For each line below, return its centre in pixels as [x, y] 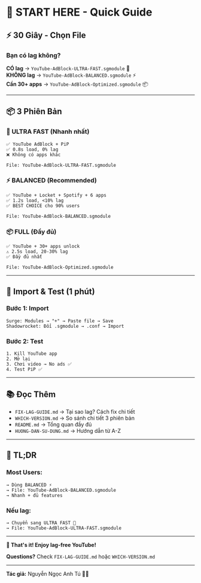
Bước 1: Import [28, 309]
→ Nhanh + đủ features [34, 495]
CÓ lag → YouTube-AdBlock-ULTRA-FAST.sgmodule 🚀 [68, 68]
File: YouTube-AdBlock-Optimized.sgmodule [60, 267]
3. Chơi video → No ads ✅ [39, 364]
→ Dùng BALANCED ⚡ [29, 485]
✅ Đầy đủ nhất [24, 257]
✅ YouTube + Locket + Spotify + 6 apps [56, 195]
